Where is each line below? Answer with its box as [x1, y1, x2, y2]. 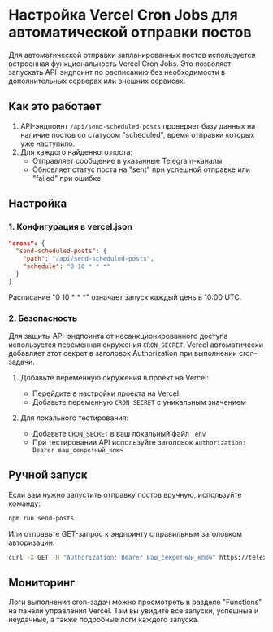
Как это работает [8, 99, 102, 113]
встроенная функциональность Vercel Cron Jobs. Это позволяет [8, 59, 232, 68]
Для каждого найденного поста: [19, 147, 132, 156]
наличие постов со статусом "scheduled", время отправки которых [19, 129, 255, 139]
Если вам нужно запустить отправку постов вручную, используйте [8, 489, 242, 499]
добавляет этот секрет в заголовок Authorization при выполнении [8, 348, 237, 358]
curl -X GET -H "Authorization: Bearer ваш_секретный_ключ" [8, 553, 217, 561]
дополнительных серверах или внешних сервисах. [8, 76, 186, 86]
